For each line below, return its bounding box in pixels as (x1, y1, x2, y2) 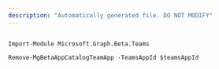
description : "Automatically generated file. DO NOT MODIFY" (8, 11, 213, 20)
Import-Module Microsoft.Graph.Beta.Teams (8, 40, 150, 48)
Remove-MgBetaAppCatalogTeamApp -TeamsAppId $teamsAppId (8, 53, 199, 61)
